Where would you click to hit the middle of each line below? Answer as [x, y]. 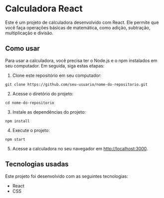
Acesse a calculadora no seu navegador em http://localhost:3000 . [80, 148]
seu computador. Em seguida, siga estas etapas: [55, 66]
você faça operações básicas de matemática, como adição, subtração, [78, 27]
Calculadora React [44, 9]
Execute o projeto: [31, 130]
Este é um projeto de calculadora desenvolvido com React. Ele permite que [82, 22]
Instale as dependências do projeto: [49, 112]
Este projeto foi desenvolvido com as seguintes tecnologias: [67, 176]
